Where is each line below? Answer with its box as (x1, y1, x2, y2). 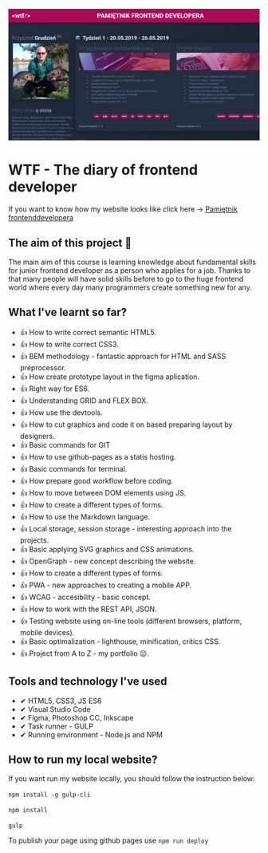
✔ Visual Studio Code (19, 704, 91, 714)
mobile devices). (19, 627, 75, 637)
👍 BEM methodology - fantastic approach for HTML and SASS (19, 351, 227, 361)
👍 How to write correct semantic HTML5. (19, 327, 157, 337)
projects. (19, 535, 49, 545)
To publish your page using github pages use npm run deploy (8, 835, 209, 846)
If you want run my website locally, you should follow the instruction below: (8, 774, 255, 784)
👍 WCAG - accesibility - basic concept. (19, 592, 152, 602)
